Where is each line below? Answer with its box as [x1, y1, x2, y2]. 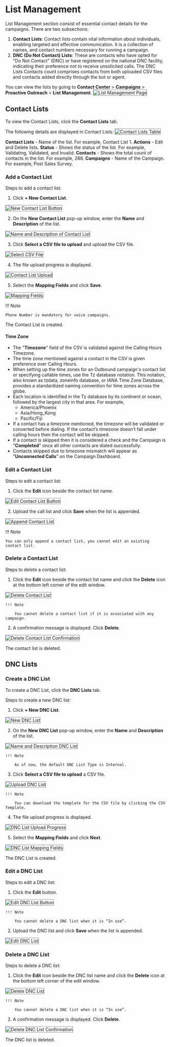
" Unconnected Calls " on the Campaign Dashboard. [12, 453, 121, 460]
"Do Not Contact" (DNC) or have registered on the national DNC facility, [12, 57, 164, 63]
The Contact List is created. [5, 321, 64, 328]
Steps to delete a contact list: [5, 566, 67, 573]
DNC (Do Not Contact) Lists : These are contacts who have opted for [12, 52, 157, 58]
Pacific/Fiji [20, 416, 42, 422]
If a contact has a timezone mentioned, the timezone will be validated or [12, 421, 164, 427]
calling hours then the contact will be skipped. [12, 431, 110, 438]
